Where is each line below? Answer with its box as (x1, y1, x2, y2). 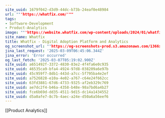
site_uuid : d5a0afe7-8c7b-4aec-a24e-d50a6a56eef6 (5, 94, 109, 99)
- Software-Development (5, 21, 54, 26)
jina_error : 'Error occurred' (5, 53, 67, 58)
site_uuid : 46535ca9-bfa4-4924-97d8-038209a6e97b (5, 67, 109, 72)
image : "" (5, 30, 26, 35)
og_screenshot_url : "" (5, 44, 52, 49)
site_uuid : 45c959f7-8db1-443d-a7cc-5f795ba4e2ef (5, 71, 109, 76)
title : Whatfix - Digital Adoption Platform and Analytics (5, 39, 129, 44)
